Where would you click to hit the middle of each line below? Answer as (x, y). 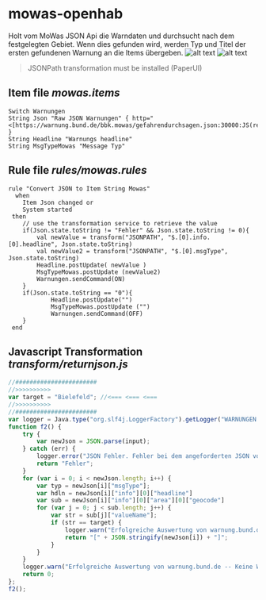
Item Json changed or (58, 202)
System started (47, 210)
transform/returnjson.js (68, 364)
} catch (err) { (49, 449)
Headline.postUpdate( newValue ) (92, 265)
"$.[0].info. (189, 237)
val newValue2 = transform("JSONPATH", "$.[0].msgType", (132, 251)
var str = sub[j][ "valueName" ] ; (104, 515)
